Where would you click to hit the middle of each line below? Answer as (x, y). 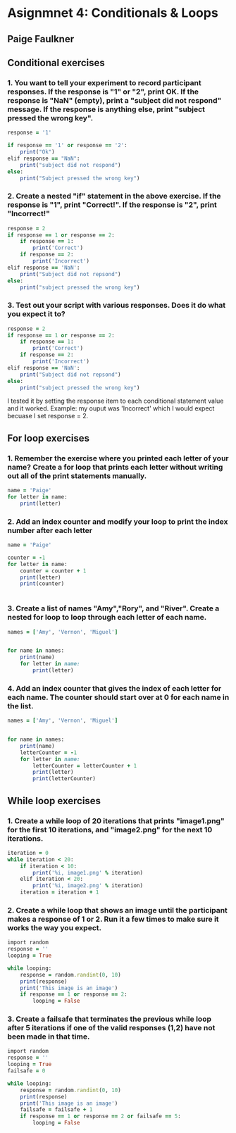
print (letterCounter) (64, 779)
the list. (20, 706)
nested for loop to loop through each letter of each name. (107, 618)
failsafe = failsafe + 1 (56, 1110)
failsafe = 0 (26, 1071)
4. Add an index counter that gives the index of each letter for (114, 688)
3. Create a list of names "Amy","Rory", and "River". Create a (113, 608)
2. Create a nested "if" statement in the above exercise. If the (114, 196)
